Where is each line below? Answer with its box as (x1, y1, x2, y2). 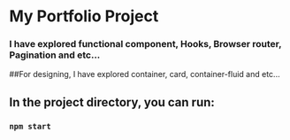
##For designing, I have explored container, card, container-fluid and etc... (9, 69, 280, 80)
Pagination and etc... (9, 49, 101, 61)
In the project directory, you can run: (9, 95, 215, 110)
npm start (9, 121, 51, 131)
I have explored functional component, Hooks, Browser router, (9, 38, 282, 51)
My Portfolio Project (9, 6, 159, 27)
